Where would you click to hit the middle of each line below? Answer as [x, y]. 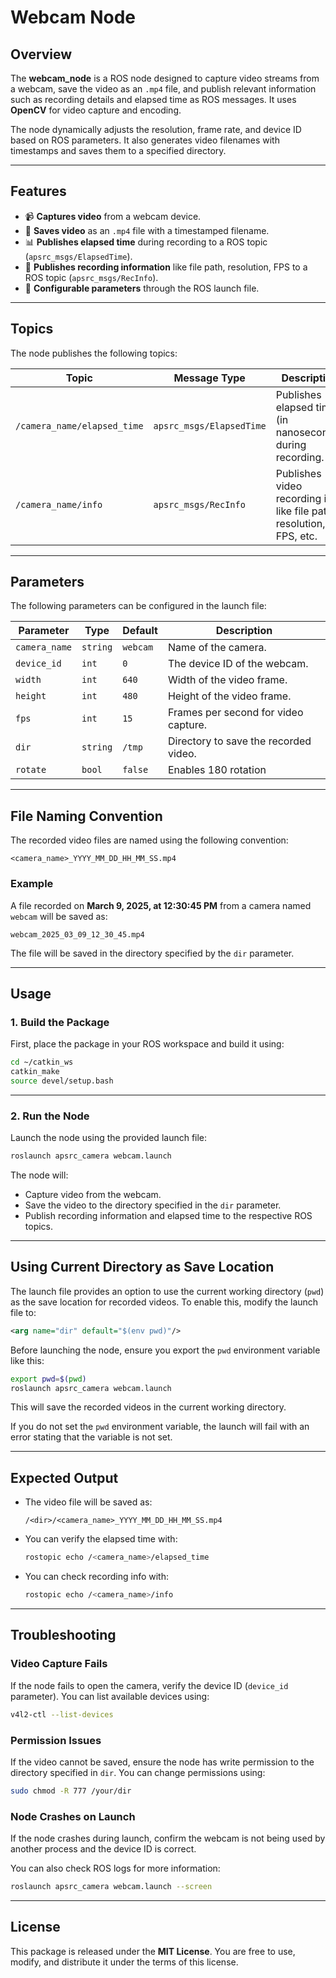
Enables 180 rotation [217, 770]
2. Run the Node [50, 1116]
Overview [41, 54]
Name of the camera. [217, 648]
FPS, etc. [296, 536]
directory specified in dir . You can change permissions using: [138, 1772]
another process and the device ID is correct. [103, 1849]
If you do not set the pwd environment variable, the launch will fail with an [160, 1427]
